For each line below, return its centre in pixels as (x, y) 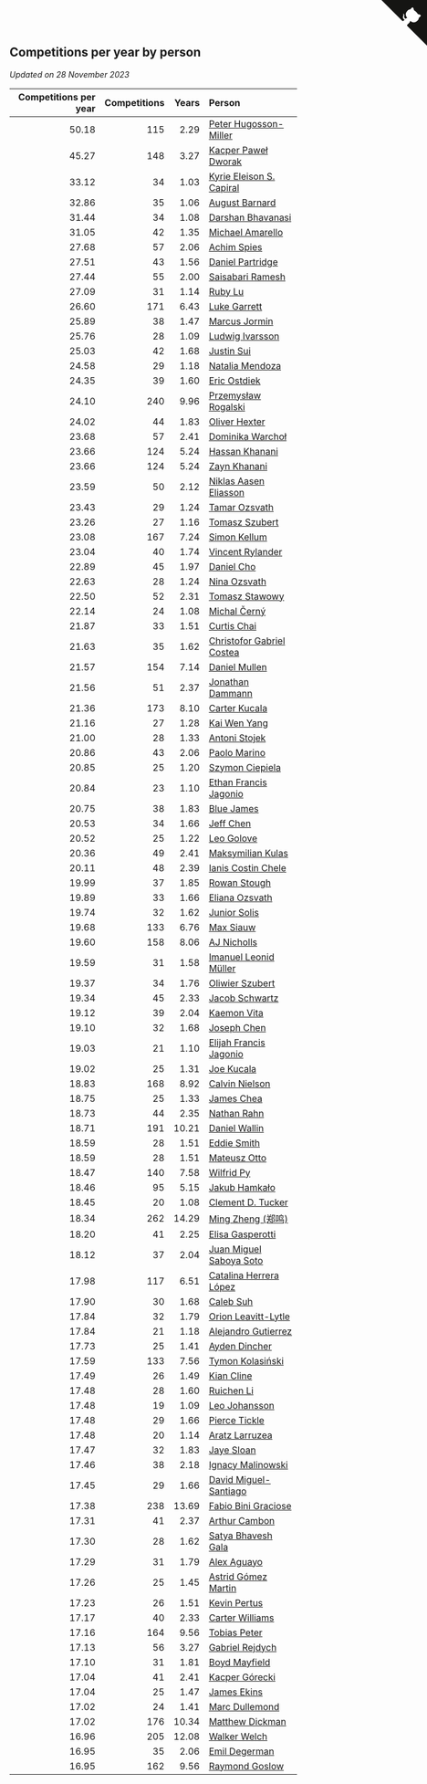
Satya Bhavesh (240, 1536)
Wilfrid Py (229, 1172)
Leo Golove (233, 838)
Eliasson (226, 492)
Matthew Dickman (247, 1721)
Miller (220, 135)
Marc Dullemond (244, 1706)
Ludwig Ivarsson (244, 336)
